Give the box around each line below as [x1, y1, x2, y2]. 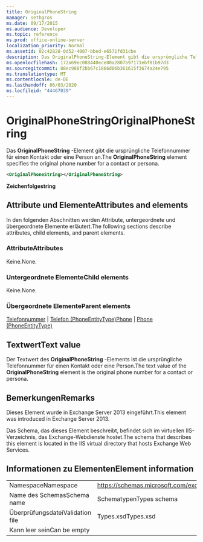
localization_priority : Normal [6, 43, 85, 49]
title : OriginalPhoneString [6, 8, 77, 15]
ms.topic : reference [6, 32, 59, 38]
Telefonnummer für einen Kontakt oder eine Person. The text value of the [6, 362, 187, 370]
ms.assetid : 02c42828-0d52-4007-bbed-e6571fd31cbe [6, 49, 137, 55]
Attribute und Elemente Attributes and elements [6, 200, 188, 210]
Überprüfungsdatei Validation [9, 508, 92, 517]
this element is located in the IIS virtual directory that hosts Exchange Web [6, 440, 192, 447]
